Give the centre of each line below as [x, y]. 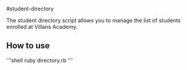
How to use [28, 46]
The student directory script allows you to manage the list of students [94, 20]
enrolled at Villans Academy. [42, 27]
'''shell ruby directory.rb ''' [40, 60]
